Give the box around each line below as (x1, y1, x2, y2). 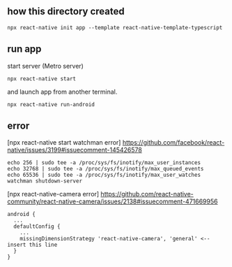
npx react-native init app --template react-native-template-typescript (7, 24, 223, 31)
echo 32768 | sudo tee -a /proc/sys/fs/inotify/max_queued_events (7, 166, 204, 173)
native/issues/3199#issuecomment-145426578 (7, 146, 143, 154)
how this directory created (7, 6, 125, 17)
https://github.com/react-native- (100, 190, 194, 199)
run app (7, 43, 42, 55)
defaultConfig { (13, 223, 61, 230)
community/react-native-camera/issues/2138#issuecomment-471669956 (7, 197, 218, 205)
